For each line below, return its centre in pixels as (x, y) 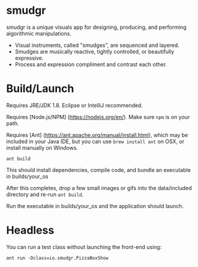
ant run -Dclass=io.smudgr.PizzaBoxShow (58, 258)
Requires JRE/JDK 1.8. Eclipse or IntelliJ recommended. (74, 105)
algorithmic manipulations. (39, 33)
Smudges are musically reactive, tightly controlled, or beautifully (94, 51)
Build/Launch (40, 89)
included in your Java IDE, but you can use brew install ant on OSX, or (95, 141)
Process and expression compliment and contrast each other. (91, 64)
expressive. (29, 58)
